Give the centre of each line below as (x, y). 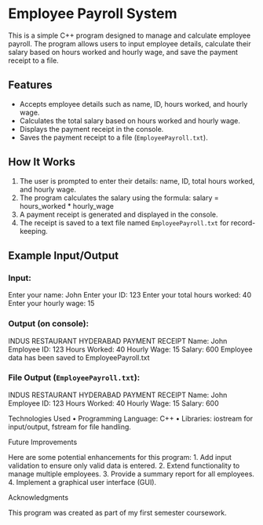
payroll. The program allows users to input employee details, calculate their (130, 43)
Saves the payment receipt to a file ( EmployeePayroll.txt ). (113, 137)
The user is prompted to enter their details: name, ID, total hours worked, (137, 180)
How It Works (42, 162)
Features (30, 85)
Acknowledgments (38, 497)
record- (243, 222)
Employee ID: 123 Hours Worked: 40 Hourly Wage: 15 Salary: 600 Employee (130, 349)
